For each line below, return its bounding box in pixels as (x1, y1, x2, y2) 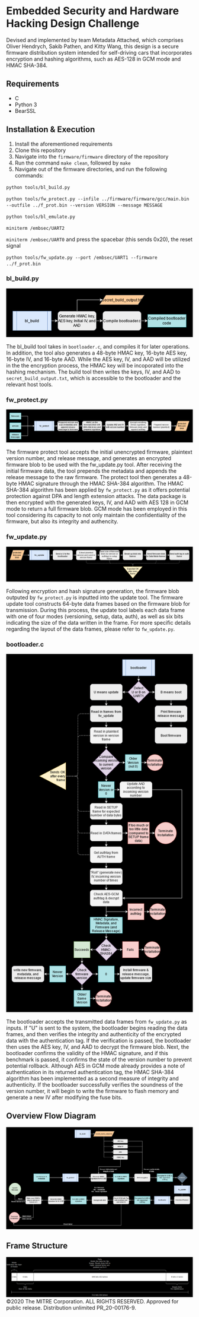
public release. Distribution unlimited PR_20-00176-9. (6, 1305, 136, 1311)
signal (6, 242, 21, 249)
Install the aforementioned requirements (14, 140, 113, 147)
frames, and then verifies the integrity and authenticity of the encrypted (6, 1030, 181, 1037)
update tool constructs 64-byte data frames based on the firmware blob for (6, 600, 191, 607)
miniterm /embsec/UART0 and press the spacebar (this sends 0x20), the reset (6, 236, 193, 243)
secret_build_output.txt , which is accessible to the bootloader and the (6, 374, 181, 381)
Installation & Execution (6, 125, 95, 135)
